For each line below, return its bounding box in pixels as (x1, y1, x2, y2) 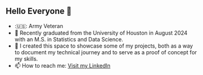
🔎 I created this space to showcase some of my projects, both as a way (14, 42, 193, 49)
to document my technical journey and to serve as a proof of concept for (14, 48, 197, 55)
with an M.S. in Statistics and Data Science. (14, 35, 123, 43)
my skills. (14, 55, 38, 62)
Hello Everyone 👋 (5, 6, 72, 16)
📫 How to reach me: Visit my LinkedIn (14, 62, 111, 69)
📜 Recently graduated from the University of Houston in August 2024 (14, 29, 188, 37)
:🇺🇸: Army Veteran (14, 22, 63, 29)
